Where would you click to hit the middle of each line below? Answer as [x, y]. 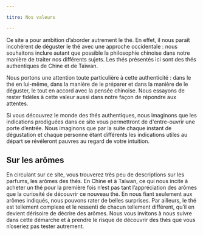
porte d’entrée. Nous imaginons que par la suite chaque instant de [89, 128]
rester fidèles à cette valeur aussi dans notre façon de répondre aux [91, 97]
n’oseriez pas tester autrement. [45, 226]
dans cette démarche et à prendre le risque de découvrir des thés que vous [101, 220]
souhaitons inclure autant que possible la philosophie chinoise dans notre [98, 53]
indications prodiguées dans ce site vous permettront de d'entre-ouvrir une [101, 122]
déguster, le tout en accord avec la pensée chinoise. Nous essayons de [96, 90]
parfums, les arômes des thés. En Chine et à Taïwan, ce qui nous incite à [97, 181]
